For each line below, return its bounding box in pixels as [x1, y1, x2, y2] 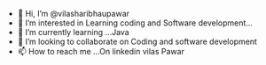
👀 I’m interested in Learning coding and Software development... [17, 18, 253, 28]
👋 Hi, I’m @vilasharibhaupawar [17, 9, 130, 18]
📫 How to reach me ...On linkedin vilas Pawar [17, 47, 184, 56]
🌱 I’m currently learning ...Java [17, 27, 130, 37]
